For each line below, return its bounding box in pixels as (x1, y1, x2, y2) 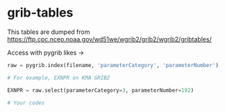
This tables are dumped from (7, 28, 90, 36)
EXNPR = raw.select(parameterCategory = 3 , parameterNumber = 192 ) (7, 86, 194, 94)
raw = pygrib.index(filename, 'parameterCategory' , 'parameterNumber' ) (7, 62, 219, 68)
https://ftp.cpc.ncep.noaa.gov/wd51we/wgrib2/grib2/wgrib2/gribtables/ (7, 35, 212, 43)
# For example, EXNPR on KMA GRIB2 (7, 74, 110, 81)
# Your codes (7, 99, 45, 106)
